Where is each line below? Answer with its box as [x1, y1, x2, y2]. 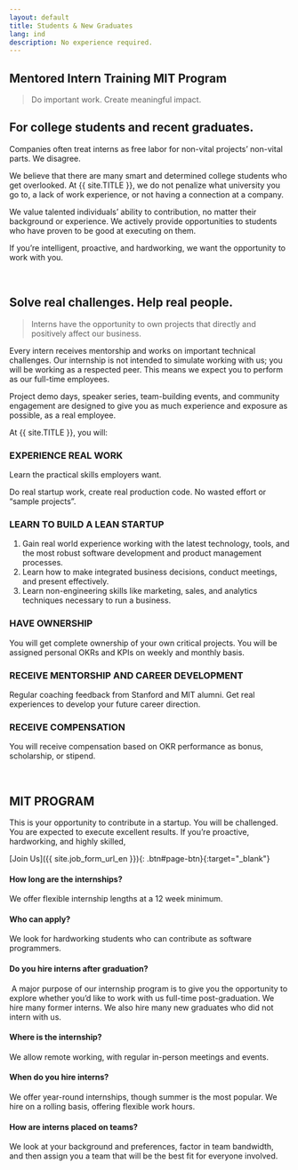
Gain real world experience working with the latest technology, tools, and [21, 539, 290, 549]
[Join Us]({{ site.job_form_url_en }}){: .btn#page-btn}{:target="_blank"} [9, 853, 270, 863]
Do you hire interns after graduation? [9, 963, 149, 974]
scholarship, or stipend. [9, 750, 96, 761]
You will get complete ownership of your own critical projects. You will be [9, 637, 278, 648]
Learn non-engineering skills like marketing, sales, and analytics [21, 586, 258, 597]
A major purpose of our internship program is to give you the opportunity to [11, 983, 288, 994]
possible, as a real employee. [9, 410, 117, 421]
